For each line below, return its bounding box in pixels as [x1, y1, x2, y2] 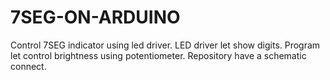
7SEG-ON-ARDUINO [10, 6, 181, 29]
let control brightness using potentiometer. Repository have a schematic [10, 49, 307, 61]
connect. [10, 60, 47, 72]
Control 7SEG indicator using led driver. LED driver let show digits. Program [10, 39, 321, 51]
